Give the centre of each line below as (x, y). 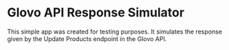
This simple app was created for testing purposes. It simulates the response (115, 32)
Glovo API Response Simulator (96, 13)
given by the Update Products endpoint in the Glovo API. (87, 38)
